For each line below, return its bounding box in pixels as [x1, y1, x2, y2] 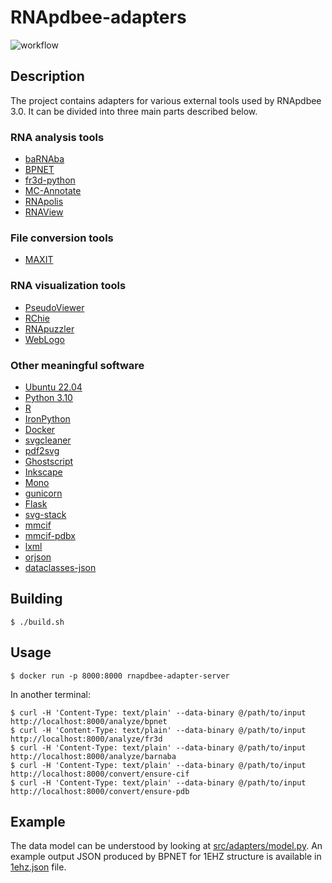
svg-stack [24, 508, 67, 520]
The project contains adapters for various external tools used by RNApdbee [10, 94, 322, 106]
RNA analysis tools [10, 130, 105, 144]
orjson [24, 551, 52, 563]
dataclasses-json [24, 561, 97, 573]
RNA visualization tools [10, 279, 127, 293]
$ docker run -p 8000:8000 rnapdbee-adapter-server [10, 671, 230, 681]
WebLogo [24, 333, 65, 345]
